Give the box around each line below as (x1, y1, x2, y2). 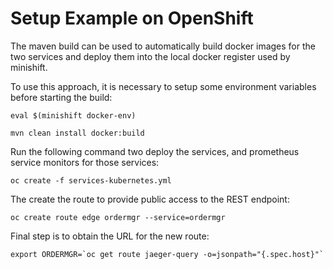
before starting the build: (10, 91, 113, 103)
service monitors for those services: (10, 156, 160, 168)
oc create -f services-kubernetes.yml (10, 175, 172, 186)
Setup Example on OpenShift (10, 7, 254, 30)
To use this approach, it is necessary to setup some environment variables (10, 80, 317, 92)
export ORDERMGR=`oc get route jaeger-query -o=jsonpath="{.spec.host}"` (10, 249, 325, 259)
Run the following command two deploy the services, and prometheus (10, 145, 300, 157)
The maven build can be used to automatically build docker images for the (10, 40, 316, 52)
